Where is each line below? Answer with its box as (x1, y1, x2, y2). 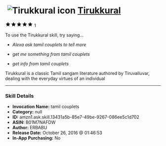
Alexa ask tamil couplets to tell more (12, 41, 86, 47)
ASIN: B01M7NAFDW (12, 119, 56, 125)
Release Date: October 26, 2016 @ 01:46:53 (12, 130, 102, 136)
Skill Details (5, 92, 34, 99)
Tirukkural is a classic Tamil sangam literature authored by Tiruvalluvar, (5, 70, 150, 76)
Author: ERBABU (12, 125, 47, 131)
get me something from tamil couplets (12, 51, 90, 57)
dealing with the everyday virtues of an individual (5, 75, 105, 81)
